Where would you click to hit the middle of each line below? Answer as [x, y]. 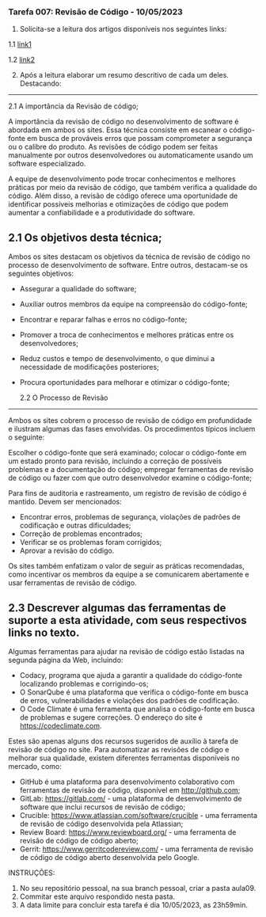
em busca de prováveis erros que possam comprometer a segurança [139, 139]
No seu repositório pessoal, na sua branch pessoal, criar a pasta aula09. [138, 888]
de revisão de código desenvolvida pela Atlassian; [101, 824]
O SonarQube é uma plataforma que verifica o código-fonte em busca [134, 692]
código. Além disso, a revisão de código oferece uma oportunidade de [123, 196]
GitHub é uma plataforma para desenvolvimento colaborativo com [127, 782]
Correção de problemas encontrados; [81, 534]
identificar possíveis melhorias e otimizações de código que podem [118, 204]
